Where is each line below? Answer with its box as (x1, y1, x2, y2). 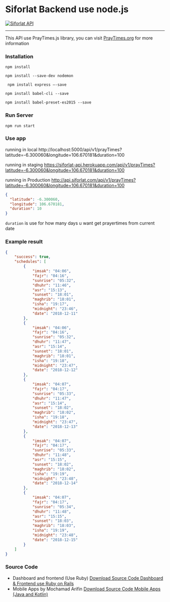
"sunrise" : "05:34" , (32, 504, 76, 509)
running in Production (5, 176, 51, 183)
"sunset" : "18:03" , (32, 518, 73, 523)
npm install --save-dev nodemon (5, 74, 73, 79)
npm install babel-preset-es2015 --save (5, 100, 92, 105)
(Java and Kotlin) (12, 591, 48, 597)
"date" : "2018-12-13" (32, 424, 78, 429)
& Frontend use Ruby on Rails (12, 580, 74, 586)
